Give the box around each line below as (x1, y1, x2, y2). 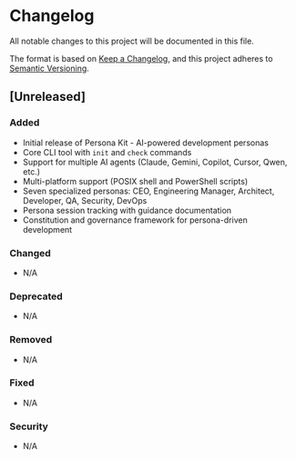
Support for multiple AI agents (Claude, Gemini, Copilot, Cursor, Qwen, (22, 156, 288, 167)
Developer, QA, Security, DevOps (22, 195, 148, 205)
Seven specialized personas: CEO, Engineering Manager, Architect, (22, 185, 275, 196)
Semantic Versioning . (9, 63, 89, 74)
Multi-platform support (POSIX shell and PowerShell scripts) (22, 175, 249, 186)
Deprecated (9, 290, 64, 303)
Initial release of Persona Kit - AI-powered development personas (22, 137, 269, 148)
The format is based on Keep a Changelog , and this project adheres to (9, 53, 273, 64)
